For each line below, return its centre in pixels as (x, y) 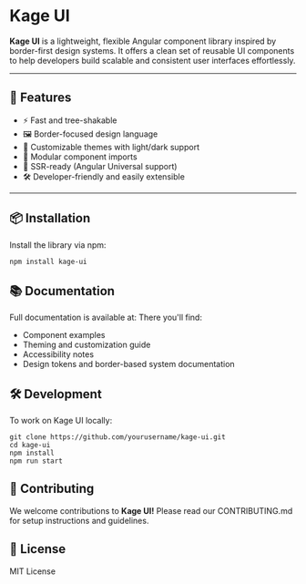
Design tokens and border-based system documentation (128, 364)
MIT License (33, 571)
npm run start (36, 461)
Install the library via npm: (58, 245)
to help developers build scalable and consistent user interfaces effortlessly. (153, 60)
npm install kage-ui (49, 261)
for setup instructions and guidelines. (79, 520)
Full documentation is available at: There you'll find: (106, 318)
